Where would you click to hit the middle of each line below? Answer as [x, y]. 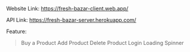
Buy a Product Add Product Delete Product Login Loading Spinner [102, 43]
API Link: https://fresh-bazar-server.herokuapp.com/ [71, 20]
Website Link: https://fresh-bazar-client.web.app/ [67, 9]
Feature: [16, 31]
